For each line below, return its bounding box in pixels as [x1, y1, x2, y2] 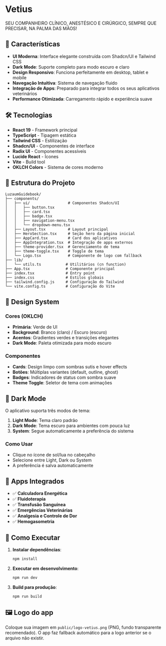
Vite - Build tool [12, 159, 45, 165]
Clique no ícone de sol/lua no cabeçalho [12, 452, 96, 458]
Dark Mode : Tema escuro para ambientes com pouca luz [12, 422, 130, 429]
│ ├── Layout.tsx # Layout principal [5, 227, 108, 232]
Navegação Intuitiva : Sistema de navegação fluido [12, 80, 117, 86]
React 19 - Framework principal [12, 127, 77, 133]
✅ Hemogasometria [12, 519, 55, 525]
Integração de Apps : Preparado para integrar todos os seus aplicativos [12, 85, 160, 91]
